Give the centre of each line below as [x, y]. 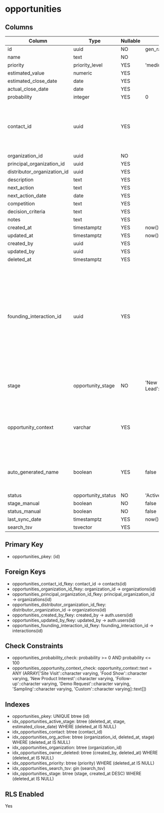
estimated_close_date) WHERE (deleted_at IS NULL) [64, 727]
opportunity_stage [94, 386]
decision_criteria [26, 212]
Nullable [131, 41]
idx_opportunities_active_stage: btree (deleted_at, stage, [69, 721]
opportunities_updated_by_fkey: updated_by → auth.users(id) [74, 620]
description [20, 180]
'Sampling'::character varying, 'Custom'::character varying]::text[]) [79, 689]
